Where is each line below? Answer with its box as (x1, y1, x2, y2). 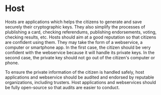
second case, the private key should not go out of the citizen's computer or (5, 54, 155, 60)
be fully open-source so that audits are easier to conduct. (5, 84, 120, 90)
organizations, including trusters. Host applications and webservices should (5, 79, 156, 85)
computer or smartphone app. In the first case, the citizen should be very (5, 44, 151, 50)
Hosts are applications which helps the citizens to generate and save (5, 19, 142, 25)
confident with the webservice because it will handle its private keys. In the (5, 49, 155, 55)
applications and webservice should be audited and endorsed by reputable (5, 74, 155, 80)
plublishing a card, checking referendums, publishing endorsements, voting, (5, 29, 157, 35)
